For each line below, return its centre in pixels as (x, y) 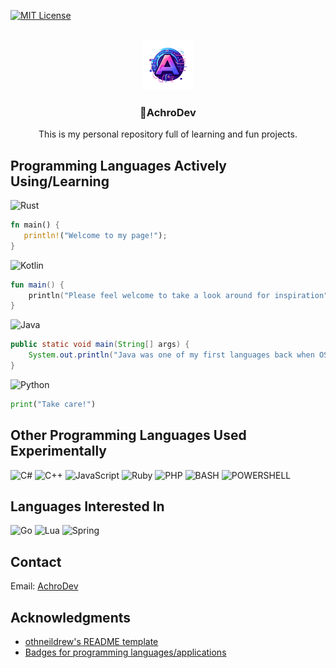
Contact (36, 561)
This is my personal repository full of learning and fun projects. (168, 134)
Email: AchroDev (44, 586)
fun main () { (37, 285)
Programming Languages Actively (118, 165)
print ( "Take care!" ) (53, 404)
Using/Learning (60, 181)
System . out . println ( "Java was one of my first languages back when (171, 355)
